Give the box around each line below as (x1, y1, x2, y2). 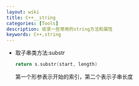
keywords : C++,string (6, 32, 62, 38)
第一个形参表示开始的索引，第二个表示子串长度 (15, 73, 133, 80)
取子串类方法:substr (15, 49, 65, 57)
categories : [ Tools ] (6, 20, 59, 26)
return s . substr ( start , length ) (15, 62, 98, 68)
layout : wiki (6, 9, 40, 15)
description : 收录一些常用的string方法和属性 (6, 26, 113, 32)
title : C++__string (6, 15, 56, 21)
